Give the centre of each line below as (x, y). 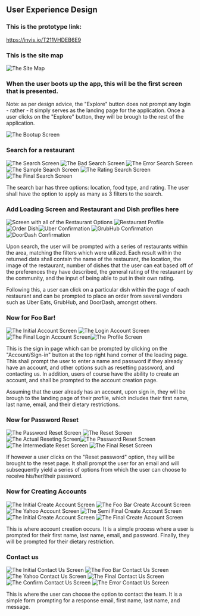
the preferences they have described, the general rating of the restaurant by (100, 271)
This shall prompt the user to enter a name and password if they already (95, 361)
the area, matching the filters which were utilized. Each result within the (94, 252)
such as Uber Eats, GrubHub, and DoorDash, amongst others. (82, 302)
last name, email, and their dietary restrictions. (63, 404)
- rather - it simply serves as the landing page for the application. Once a (96, 110)
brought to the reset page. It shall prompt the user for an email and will (93, 463)
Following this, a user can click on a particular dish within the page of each (98, 289)
